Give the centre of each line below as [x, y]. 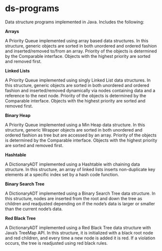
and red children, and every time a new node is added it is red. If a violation [80, 238]
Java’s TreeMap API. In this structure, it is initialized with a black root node [79, 233]
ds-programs [32, 8]
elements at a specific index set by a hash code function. [62, 174]
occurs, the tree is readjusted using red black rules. [57, 243]
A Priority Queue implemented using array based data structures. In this [77, 41]
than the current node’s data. [34, 209]
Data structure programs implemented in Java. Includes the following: [75, 22]
